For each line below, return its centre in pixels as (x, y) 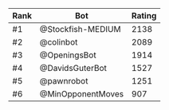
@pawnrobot (64, 81)
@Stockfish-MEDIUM (80, 29)
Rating (144, 16)
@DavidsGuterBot (73, 68)
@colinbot (59, 42)
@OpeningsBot (68, 55)
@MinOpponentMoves (82, 94)
